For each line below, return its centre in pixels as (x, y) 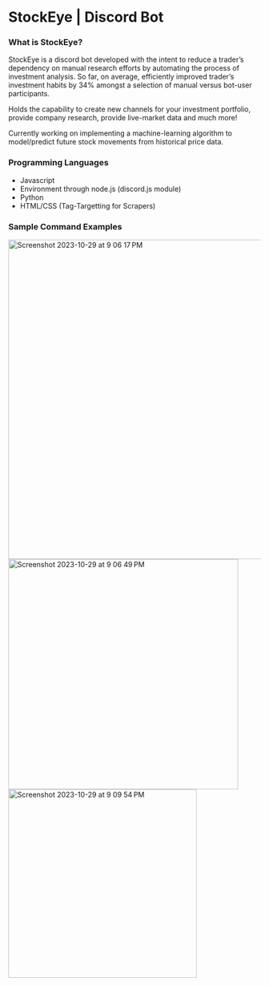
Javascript (37, 180)
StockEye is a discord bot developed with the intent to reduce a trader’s (126, 59)
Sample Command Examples (65, 226)
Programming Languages (59, 163)
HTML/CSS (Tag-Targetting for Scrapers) (88, 205)
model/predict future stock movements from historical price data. (116, 142)
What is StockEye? (46, 43)
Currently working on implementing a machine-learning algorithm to (120, 133)
